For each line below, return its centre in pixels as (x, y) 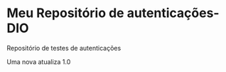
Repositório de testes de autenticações (64, 48)
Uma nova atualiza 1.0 (39, 61)
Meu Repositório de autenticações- (113, 13)
